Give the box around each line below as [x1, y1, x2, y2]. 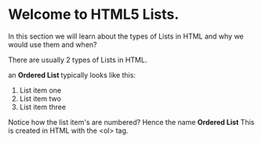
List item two [19, 93, 61, 103]
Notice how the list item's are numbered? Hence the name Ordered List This [8, 117, 255, 126]
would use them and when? [8, 39, 97, 49]
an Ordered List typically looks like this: [8, 70, 136, 79]
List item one [19, 85, 62, 95]
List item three [19, 102, 67, 112]
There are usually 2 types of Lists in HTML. [8, 55, 147, 64]
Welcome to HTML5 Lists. [8, 5, 179, 24]
